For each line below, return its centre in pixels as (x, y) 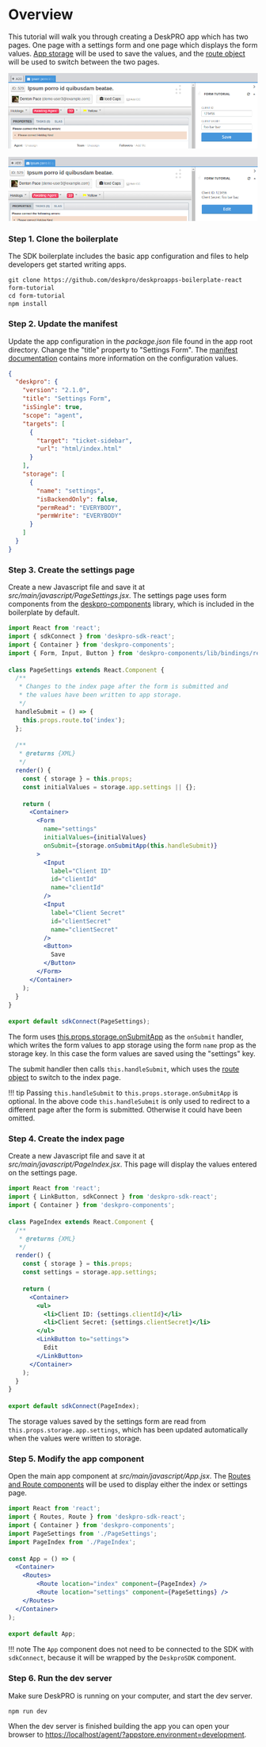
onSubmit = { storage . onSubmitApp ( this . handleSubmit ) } (130, 846)
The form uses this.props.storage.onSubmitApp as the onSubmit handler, (126, 1037)
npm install (28, 304)
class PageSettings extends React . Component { (86, 670)
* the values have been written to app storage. (100, 695)
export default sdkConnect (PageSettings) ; (79, 1022)
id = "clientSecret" (81, 921)
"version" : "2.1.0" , (56, 391)
